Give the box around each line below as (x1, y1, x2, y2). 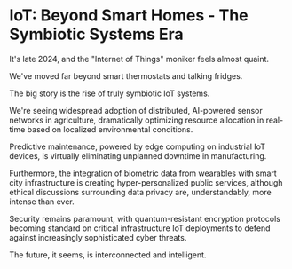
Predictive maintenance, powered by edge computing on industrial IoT (9, 141, 266, 152)
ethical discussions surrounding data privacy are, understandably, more (9, 186, 272, 197)
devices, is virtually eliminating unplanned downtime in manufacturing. (9, 150, 267, 161)
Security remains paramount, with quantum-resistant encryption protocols (9, 213, 281, 224)
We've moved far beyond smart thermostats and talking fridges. (9, 70, 243, 81)
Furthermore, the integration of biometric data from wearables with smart (9, 168, 277, 178)
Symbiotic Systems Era (9, 24, 184, 44)
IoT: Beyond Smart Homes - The (9, 5, 249, 26)
